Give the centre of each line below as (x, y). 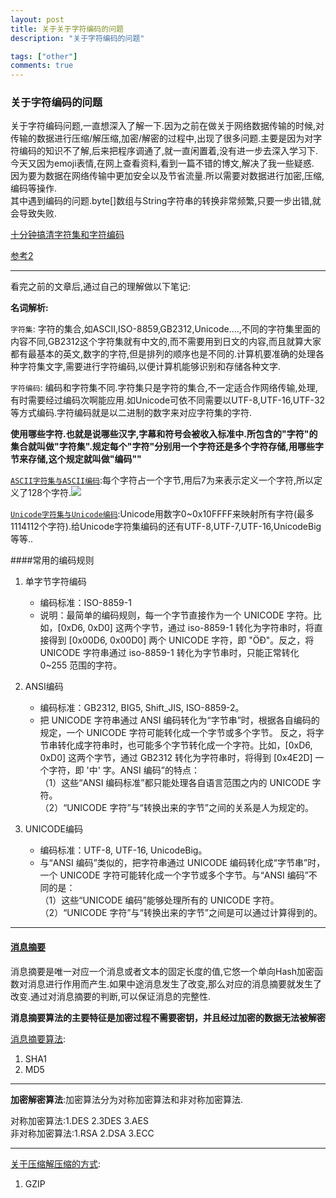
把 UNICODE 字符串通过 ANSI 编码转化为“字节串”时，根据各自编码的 (179, 720)
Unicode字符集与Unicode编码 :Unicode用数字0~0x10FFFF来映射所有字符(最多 (162, 514)
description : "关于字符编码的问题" (77, 38)
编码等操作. (34, 188)
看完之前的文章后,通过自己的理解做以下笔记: (101, 287)
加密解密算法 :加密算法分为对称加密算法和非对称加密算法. (127, 1099)
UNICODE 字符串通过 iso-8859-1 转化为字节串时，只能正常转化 (169, 653)
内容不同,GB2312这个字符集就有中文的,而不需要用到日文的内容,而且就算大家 (166, 342)
